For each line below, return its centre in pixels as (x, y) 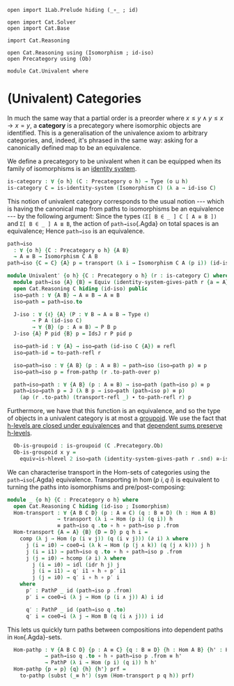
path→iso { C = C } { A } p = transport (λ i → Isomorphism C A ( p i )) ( (110, 263)
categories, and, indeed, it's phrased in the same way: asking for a (103, 140)
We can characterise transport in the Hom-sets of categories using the (109, 472)
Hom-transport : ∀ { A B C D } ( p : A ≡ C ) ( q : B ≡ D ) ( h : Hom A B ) (115, 513)
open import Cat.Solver (42, 22)
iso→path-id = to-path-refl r (57, 352)
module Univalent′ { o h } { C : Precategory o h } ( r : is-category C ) (109, 276)
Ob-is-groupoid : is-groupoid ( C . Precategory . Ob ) (88, 446)
